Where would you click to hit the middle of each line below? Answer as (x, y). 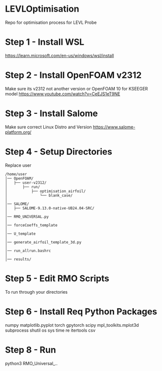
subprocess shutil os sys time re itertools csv (50, 330)
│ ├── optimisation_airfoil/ (45, 191)
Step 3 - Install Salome (52, 113)
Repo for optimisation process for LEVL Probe (51, 22)
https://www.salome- (114, 127)
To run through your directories (36, 292)
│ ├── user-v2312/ (26, 183)
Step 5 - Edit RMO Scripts (57, 278)
